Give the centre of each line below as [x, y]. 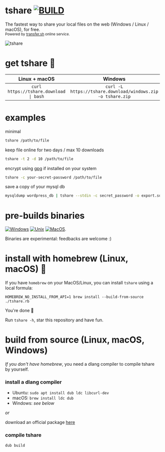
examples [25, 118]
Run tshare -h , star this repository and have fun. [54, 320]
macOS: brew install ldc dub [43, 398]
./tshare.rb [17, 301]
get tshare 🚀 [30, 63]
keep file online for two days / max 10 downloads [55, 150]
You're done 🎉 [19, 311]
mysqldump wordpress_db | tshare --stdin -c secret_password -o [72, 196]
